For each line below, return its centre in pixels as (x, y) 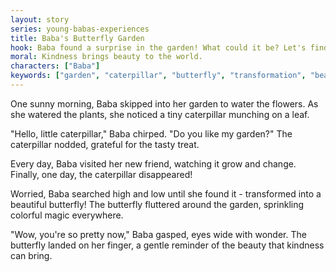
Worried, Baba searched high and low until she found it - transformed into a (166, 193)
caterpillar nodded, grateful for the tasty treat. (105, 144)
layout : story (40, 19)
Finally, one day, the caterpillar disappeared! (101, 174)
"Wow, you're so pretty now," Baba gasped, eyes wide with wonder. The (158, 234)
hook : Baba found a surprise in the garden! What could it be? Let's (158, 47)
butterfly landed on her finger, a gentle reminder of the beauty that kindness (167, 245)
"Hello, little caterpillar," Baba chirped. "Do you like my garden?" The (151, 133)
